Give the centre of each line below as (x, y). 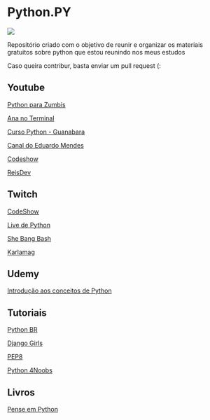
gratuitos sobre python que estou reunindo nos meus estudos (96, 52)
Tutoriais (27, 313)
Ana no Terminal (31, 118)
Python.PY (39, 12)
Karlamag (21, 252)
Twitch (23, 194)
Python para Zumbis (36, 104)
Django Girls (25, 343)
